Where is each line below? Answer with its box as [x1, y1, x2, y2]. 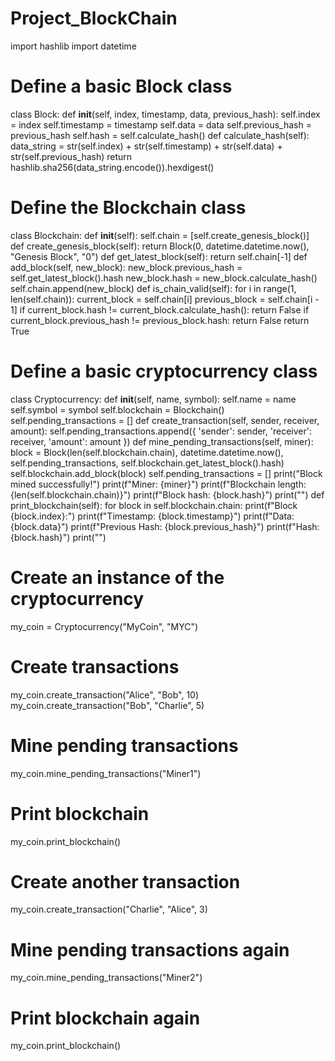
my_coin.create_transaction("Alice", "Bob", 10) [10, 688, 200, 701]
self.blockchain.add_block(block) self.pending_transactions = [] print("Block [10, 467, 323, 479]
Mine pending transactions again [10, 938, 290, 961]
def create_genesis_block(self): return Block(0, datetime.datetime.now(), [10, 240, 310, 252]
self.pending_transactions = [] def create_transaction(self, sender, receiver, [10, 414, 320, 426]
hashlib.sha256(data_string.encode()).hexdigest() [10, 161, 215, 173]
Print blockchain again [10, 1007, 201, 1029]
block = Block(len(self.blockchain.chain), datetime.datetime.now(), [10, 446, 284, 458]
